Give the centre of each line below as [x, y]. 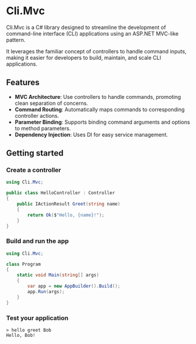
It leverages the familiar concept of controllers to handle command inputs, [96, 51]
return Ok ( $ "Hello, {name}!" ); [66, 215]
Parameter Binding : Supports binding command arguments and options [102, 122]
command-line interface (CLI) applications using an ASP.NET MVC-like [92, 33]
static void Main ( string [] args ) [58, 275]
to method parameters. [43, 128]
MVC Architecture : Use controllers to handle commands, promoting [98, 97]
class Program [24, 264]
